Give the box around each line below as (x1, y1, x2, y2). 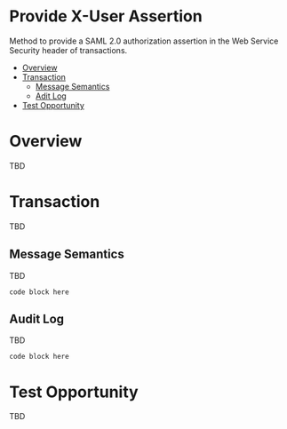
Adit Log (35, 91, 67, 101)
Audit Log (9, 312, 65, 327)
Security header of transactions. (9, 44, 128, 55)
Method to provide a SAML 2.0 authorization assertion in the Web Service (9, 36, 279, 46)
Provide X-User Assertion (9, 6, 203, 27)
